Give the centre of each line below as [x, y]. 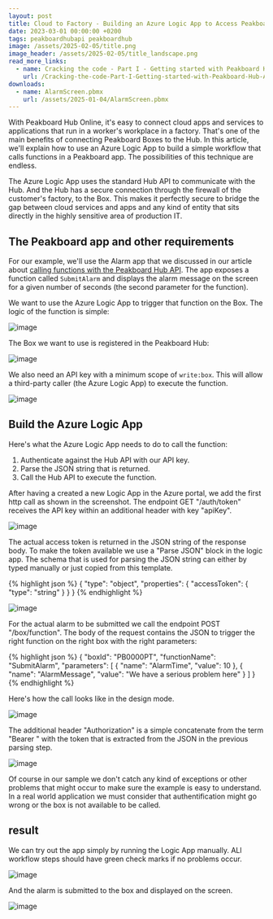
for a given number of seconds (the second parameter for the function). [129, 287]
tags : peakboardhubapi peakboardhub [70, 39]
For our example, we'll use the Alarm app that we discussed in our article [130, 261]
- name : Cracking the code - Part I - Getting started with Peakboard [138, 69]
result [24, 831]
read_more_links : [38, 62]
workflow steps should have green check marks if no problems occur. [125, 859]
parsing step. [30, 747]
